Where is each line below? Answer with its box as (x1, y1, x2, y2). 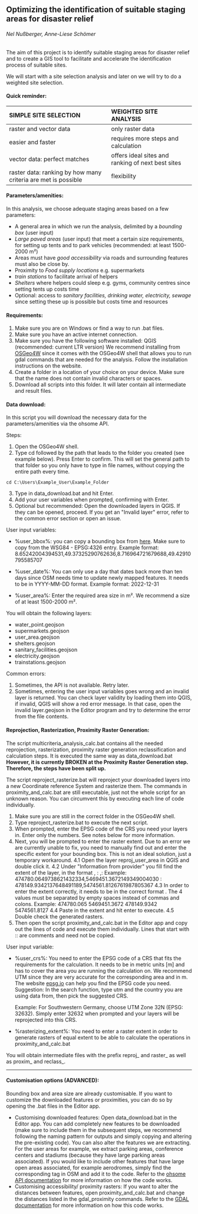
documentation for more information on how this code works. (14, 1202, 164, 1209)
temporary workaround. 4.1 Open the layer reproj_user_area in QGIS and (14, 857, 190, 864)
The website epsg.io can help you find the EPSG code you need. (14, 979, 171, 987)
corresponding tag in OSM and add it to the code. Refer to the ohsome (14, 1170, 186, 1177)
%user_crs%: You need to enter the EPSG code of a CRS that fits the (14, 954, 181, 962)
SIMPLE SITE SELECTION (9, 111, 81, 119)
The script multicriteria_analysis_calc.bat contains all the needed (6, 740, 163, 747)
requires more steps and (111, 134, 179, 142)
